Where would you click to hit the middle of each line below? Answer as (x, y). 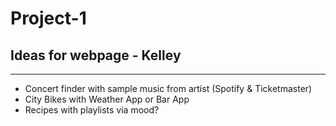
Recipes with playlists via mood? (92, 110)
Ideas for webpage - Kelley (96, 55)
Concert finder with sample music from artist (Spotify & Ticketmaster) (168, 88)
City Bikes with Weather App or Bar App (107, 99)
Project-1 (48, 18)
